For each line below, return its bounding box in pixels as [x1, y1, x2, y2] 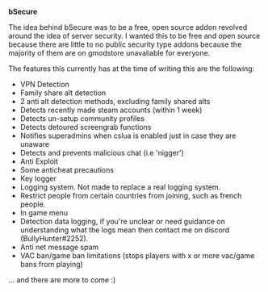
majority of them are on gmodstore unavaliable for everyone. [8, 48, 211, 57]
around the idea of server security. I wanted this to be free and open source [8, 31, 261, 40]
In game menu [19, 208, 69, 217]
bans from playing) [19, 260, 83, 269]
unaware [19, 140, 50, 148]
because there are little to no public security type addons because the [8, 40, 242, 49]
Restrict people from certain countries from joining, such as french [19, 191, 242, 200]
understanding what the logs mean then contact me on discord [19, 225, 230, 235]
